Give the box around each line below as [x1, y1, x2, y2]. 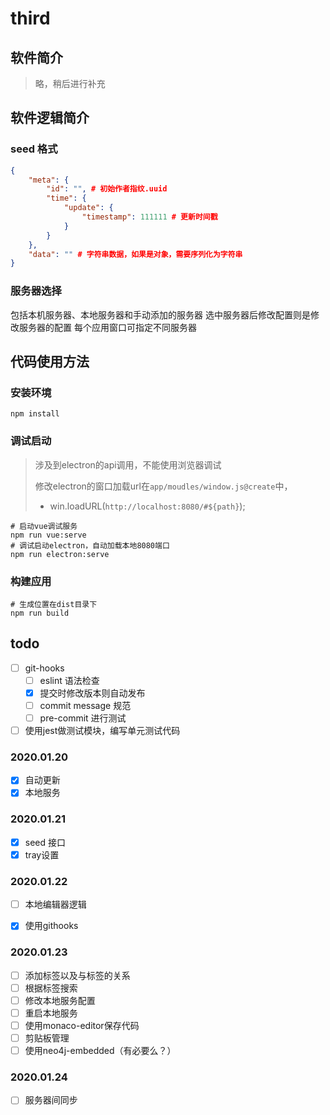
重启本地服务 [24, 1007, 78, 1019]
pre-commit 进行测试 [39, 712, 127, 724]
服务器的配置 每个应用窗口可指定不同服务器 [18, 321, 197, 333]
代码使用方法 [10, 353, 90, 370]
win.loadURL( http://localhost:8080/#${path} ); [49, 500, 246, 512]
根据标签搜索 [24, 982, 78, 994]
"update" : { [63, 203, 114, 213]
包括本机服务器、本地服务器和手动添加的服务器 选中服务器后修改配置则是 [10, 308, 311, 321]
